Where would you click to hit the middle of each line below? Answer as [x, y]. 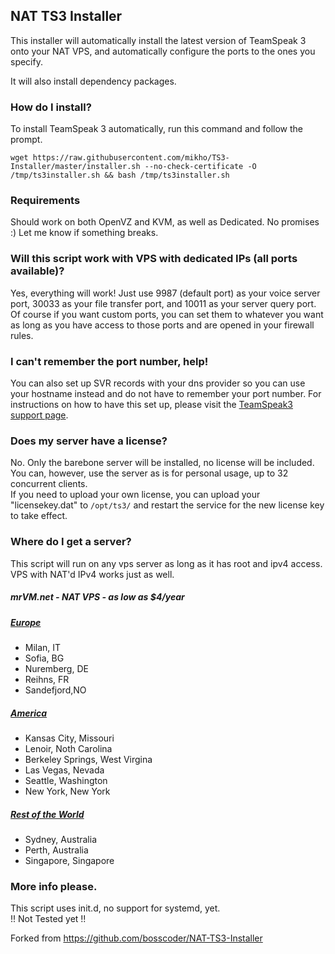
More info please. [54, 886]
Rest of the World [47, 814]
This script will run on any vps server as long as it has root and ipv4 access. [166, 563]
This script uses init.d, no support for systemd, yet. [115, 908]
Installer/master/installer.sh [75, 167]
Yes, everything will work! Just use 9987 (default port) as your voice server [165, 293]
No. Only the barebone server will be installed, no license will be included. [162, 463]
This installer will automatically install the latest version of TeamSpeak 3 [158, 40]
